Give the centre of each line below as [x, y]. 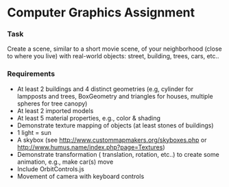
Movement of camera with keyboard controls [81, 176]
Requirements [31, 74]
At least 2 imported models [55, 110]
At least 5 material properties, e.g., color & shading [89, 118]
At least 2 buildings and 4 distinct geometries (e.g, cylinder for [105, 89]
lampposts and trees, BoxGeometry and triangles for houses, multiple [115, 96]
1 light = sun [34, 132]
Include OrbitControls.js [50, 169]
